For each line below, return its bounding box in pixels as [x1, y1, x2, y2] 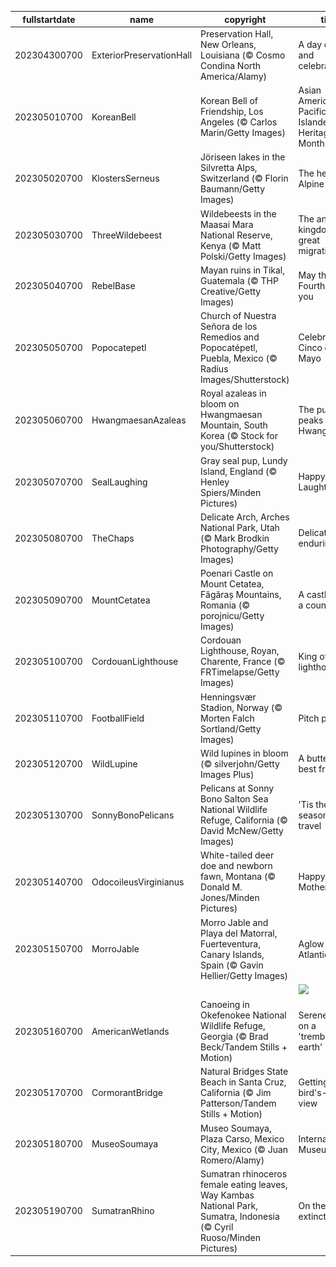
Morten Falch [200, 712, 255, 724]
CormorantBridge [91, 1087, 163, 1099]
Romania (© [200, 599, 250, 611]
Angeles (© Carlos [200, 116, 278, 128]
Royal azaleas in [200, 387, 267, 400]
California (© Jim [200, 1087, 272, 1099]
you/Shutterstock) [200, 441, 275, 453]
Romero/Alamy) [200, 1154, 265, 1166]
